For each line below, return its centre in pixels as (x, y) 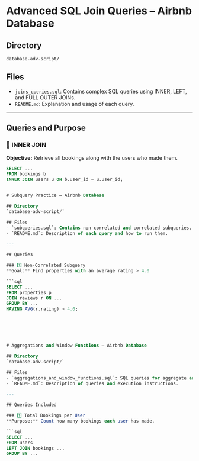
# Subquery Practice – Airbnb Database (55, 196)
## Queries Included (32, 405)
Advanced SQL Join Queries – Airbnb (99, 11)
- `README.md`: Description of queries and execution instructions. (92, 383)
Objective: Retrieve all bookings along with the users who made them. (92, 157)
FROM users (20, 443)
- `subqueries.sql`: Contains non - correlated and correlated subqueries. (99, 228)
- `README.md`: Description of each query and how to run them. (87, 233)
